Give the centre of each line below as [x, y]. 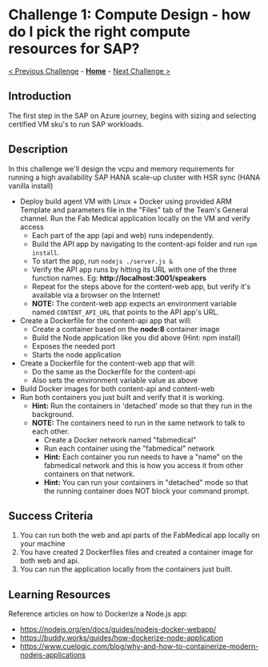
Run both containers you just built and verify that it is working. [122, 397]
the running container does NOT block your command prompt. [146, 491]
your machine [42, 544]
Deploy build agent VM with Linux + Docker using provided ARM [126, 201]
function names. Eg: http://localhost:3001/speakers [119, 277]
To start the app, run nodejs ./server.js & [102, 261]
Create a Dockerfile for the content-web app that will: [108, 363]
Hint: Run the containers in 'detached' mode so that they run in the [142, 406]
